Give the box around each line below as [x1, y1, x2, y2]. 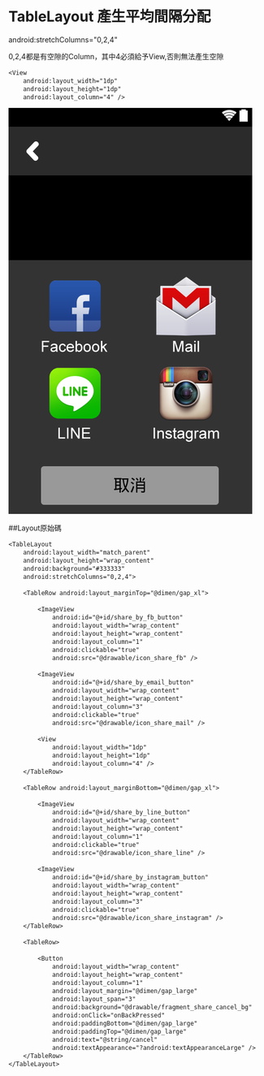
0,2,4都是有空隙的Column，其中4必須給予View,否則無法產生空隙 [8, 51, 224, 61]
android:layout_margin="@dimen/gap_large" [51, 987, 198, 995]
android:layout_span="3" [51, 995, 136, 1003]
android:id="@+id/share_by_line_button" [51, 808, 191, 816]
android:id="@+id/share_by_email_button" [51, 678, 195, 686]
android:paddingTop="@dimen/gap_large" [51, 1027, 187, 1035]
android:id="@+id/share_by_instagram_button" [51, 873, 209, 881]
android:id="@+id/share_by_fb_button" [51, 613, 184, 621]
